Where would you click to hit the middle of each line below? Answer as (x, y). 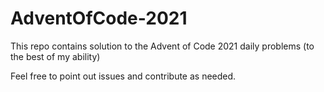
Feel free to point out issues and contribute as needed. (123, 76)
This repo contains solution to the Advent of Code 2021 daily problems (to (162, 46)
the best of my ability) (55, 56)
